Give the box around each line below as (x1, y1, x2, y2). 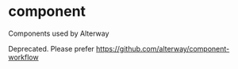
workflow (8, 52, 39, 62)
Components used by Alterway (8, 29, 109, 38)
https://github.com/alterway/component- (96, 44, 230, 53)
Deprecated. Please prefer (8, 44, 95, 53)
